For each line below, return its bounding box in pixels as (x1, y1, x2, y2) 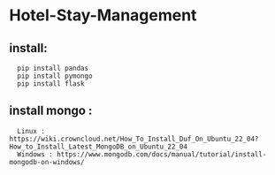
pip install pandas (17, 64, 89, 72)
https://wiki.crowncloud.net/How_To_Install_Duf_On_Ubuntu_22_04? (9, 134, 259, 143)
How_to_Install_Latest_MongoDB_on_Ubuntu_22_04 (9, 142, 188, 151)
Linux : (17, 126, 46, 135)
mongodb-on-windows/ (9, 157, 86, 166)
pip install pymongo (17, 72, 93, 80)
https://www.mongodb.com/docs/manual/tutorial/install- (56, 149, 267, 159)
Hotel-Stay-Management (9, 5, 197, 26)
